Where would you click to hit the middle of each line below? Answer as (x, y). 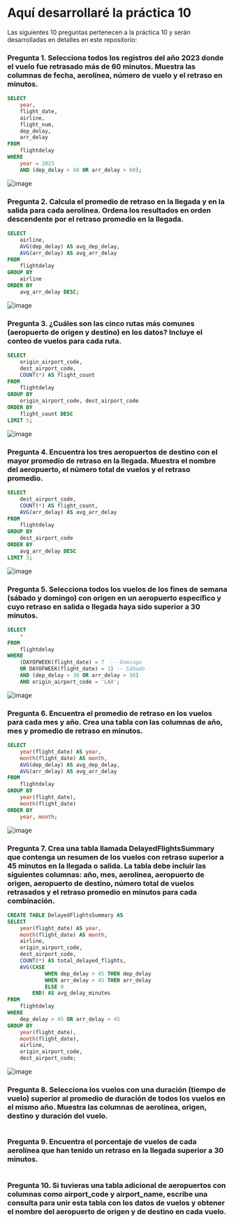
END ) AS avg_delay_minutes (72, 993)
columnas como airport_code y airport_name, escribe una (108, 1194)
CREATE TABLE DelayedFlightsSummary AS (65, 915)
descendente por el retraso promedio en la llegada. (95, 219)
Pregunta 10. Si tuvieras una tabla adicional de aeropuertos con (117, 1185)
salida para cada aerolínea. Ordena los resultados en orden (109, 210)
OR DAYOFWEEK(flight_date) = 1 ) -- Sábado (82, 669)
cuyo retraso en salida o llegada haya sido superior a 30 (104, 606)
